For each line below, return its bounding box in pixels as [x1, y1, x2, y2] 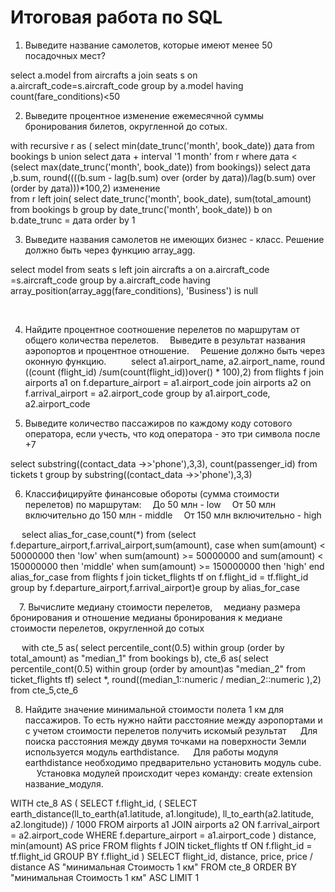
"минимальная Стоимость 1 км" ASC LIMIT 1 [10, 871, 200, 883]
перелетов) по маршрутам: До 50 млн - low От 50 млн [24, 498, 277, 510]
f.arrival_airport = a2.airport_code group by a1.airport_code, [24, 387, 271, 399]
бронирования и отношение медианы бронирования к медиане [10, 611, 283, 623]
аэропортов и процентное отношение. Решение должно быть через [24, 344, 325, 356]
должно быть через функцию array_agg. [24, 244, 196, 256]
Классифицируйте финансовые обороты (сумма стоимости [24, 487, 280, 500]
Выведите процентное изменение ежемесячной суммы [24, 109, 265, 121]
